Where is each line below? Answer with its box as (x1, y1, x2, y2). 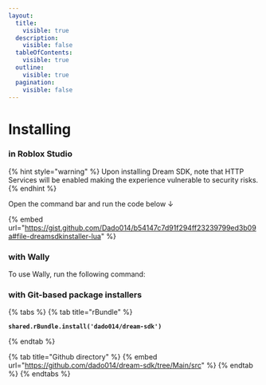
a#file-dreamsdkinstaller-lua (8, 231, 102, 241)
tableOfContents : (15, 49, 73, 57)
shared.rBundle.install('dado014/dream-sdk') (8, 323, 162, 331)
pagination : (15, 78, 56, 86)
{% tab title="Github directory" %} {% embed (8, 352, 158, 362)
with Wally (8, 251, 50, 262)
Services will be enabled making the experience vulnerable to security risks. (8, 175, 259, 184)
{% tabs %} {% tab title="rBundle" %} (8, 308, 133, 317)
